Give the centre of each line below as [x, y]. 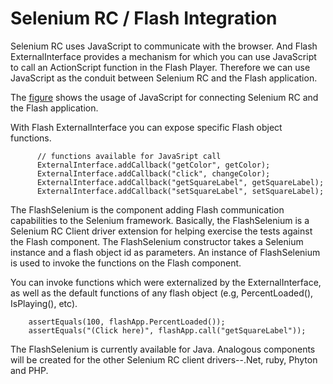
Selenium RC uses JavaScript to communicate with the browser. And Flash [164, 46]
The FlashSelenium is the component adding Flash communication [147, 209]
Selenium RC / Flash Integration [144, 18]
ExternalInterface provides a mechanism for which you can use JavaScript [163, 56]
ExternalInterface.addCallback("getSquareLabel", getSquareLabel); [180, 182]
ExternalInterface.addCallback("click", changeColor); [153, 173]
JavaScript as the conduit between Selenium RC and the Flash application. [164, 78]
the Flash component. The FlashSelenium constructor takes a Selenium [157, 241]
